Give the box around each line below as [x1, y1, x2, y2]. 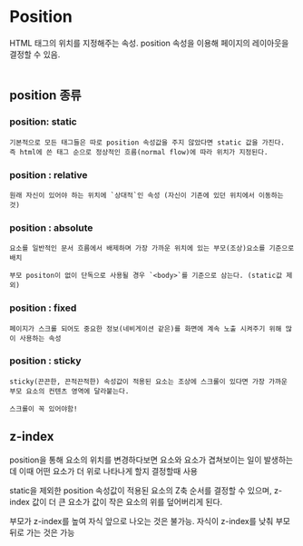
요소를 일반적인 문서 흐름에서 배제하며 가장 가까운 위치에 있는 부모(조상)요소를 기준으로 [9, 243, 295, 253]
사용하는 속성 [19, 333, 62, 342]
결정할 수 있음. [9, 48, 61, 60]
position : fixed [9, 302, 77, 314]
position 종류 [9, 88, 82, 104]
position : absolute [9, 221, 93, 233]
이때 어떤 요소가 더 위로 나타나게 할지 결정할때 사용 [18, 465, 198, 476]
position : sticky [9, 354, 82, 367]
